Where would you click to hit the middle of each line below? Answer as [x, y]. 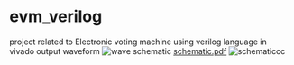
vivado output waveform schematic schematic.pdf [118, 51]
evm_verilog [56, 17]
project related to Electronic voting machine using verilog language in [138, 42]
